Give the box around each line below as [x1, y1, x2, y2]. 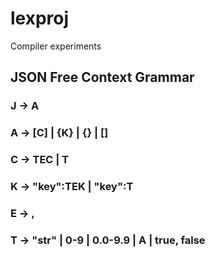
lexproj [10, 7, 70, 30]
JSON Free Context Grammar [10, 69, 195, 86]
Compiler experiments [10, 40, 102, 52]
